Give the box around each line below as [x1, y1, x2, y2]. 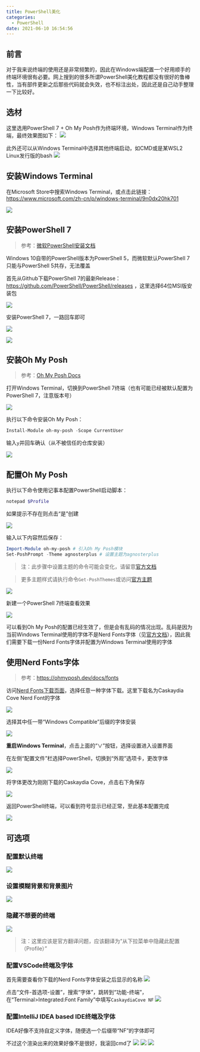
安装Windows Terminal [6, 171, 93, 181]
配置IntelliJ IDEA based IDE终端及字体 [6, 1012, 116, 1020]
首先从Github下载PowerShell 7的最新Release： [6, 274, 121, 282]
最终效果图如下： [16, 132, 58, 139]
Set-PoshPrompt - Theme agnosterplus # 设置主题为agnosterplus [6, 551, 160, 557]
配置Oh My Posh [6, 470, 68, 480]
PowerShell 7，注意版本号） [6, 392, 75, 399]
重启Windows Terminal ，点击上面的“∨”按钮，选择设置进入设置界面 [6, 742, 173, 749]
